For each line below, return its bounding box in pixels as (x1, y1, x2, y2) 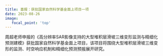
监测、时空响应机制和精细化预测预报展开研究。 (13, 46, 107, 52)
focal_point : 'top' (11, 20, 51, 25)
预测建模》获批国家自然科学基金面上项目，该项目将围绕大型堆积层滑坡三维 (5, 40, 154, 46)
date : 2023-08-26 (5, 11, 40, 16)
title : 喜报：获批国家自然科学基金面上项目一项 (5, 7, 89, 12)
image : (5, 16, 18, 21)
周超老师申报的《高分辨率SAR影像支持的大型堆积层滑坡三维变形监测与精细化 (5, 34, 158, 40)
